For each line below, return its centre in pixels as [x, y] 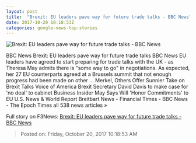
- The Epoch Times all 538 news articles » [57, 105]
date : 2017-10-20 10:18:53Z [40, 22]
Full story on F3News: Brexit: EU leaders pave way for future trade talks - [94, 117]
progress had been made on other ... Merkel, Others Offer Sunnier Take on [95, 81]
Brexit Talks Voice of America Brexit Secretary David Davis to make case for [97, 87]
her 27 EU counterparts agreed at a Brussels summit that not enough [89, 74]
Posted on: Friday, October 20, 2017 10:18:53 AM [79, 134]
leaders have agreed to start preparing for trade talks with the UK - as [90, 62]
